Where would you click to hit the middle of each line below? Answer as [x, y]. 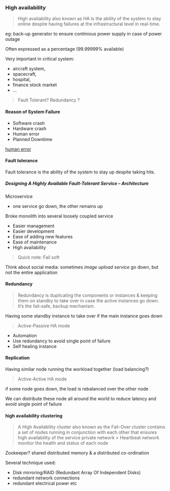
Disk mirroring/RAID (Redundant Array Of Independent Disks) [77, 473]
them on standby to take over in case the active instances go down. [88, 300]
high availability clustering [34, 415]
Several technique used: [31, 463]
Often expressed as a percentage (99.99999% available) [65, 49]
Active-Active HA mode [42, 379]
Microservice [19, 196]
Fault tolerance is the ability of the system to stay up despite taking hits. [80, 172]
